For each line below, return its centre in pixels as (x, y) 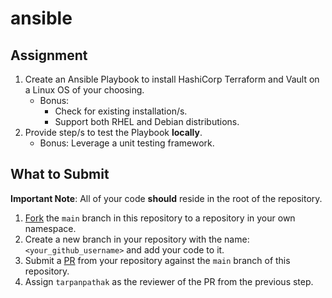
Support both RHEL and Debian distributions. (147, 121)
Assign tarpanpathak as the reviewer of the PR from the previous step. (169, 281)
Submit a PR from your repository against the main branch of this (157, 260)
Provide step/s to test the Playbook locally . (113, 132)
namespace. (50, 228)
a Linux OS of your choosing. (84, 90)
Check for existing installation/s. (121, 111)
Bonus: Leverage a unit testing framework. (127, 143)
